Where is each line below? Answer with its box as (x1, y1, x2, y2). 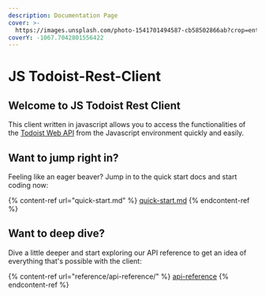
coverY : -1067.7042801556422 (8, 33, 104, 42)
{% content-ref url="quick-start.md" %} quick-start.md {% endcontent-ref (8, 196, 250, 205)
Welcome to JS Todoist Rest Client (8, 99, 181, 112)
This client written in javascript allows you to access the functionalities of (8, 120, 246, 129)
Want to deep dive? (8, 227, 105, 241)
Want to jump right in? (8, 151, 119, 164)
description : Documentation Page (8, 11, 118, 20)
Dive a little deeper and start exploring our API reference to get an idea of (8, 248, 247, 257)
